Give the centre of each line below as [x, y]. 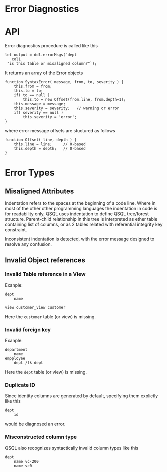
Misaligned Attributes [40, 191]
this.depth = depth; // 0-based [50, 149]
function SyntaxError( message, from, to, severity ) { [64, 82]
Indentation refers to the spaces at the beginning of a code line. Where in [80, 203]
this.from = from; [33, 87]
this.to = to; [29, 91]
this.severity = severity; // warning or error [67, 108]
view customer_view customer [35, 307]
